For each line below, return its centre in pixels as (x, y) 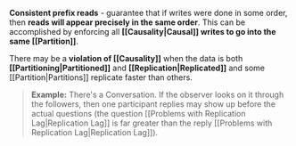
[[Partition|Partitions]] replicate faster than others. (101, 77)
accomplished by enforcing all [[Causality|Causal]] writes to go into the (143, 32)
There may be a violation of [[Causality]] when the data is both (126, 58)
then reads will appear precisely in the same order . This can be (127, 22)
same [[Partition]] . (44, 41)
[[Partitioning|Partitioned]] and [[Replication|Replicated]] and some (137, 68)
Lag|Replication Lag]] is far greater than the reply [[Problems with (152, 123)
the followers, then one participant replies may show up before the (153, 104)
